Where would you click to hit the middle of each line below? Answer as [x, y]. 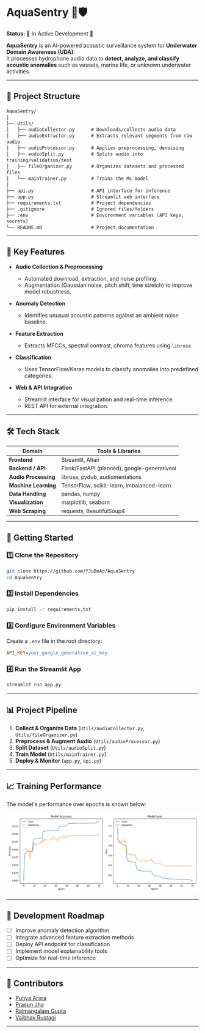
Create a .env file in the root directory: [54, 641]
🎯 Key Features [36, 252]
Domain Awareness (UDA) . [41, 52]
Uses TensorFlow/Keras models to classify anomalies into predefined [111, 369]
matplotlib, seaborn [85, 502]
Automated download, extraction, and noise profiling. [91, 278]
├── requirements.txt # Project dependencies [79, 203]
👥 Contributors [35, 983]
